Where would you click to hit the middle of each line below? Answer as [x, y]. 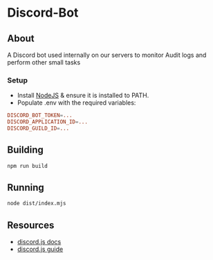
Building [25, 150]
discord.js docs [39, 242]
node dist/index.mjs [37, 203]
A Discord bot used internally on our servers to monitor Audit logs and [107, 55]
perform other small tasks [44, 62]
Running [26, 188]
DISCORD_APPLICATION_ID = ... [48, 122]
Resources [31, 225]
